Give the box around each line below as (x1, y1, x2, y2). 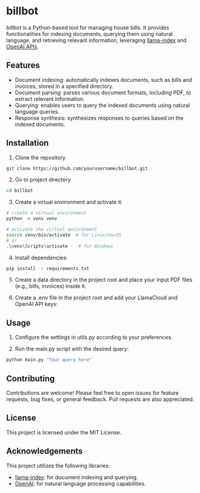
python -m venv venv (6, 216, 58, 222)
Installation (6, 138, 49, 148)
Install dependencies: (14, 254, 68, 261)
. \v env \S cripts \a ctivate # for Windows (6, 243, 113, 249)
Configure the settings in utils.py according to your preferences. (14, 333, 173, 341)
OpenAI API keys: (14, 301, 58, 308)
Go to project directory (14, 176, 71, 183)
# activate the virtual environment (6, 226, 97, 232)
